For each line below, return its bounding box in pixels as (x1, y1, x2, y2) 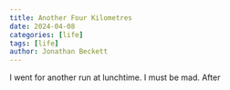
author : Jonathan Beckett (9, 47, 108, 56)
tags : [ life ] (9, 38, 59, 48)
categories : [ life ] (9, 30, 84, 39)
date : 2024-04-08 (9, 22, 76, 31)
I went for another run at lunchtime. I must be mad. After (9, 72, 221, 83)
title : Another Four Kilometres (9, 13, 132, 23)
